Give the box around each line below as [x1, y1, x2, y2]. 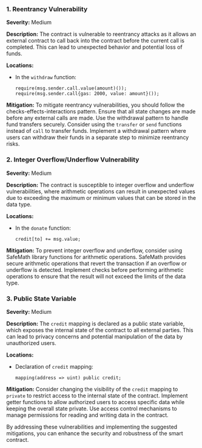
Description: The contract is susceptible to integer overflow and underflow [6, 181, 194, 188]
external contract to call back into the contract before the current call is [6, 37, 185, 44]
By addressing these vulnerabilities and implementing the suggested [6, 423, 178, 430]
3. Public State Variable [6, 294, 77, 303]
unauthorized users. [6, 339, 56, 346]
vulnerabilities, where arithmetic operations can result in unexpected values [6, 188, 196, 195]
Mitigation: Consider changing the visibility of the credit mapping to [6, 385, 178, 393]
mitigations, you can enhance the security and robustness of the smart [6, 429, 183, 437]
